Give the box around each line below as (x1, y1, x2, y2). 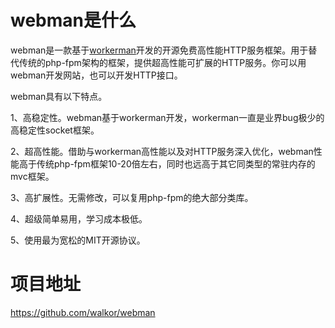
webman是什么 (10, 9, 137, 32)
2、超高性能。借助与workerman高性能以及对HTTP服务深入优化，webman (10, 145, 314, 157)
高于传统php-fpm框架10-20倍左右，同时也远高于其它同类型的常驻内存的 (18, 157, 316, 170)
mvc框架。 (10, 170, 55, 182)
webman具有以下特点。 (10, 90, 108, 102)
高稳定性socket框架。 (10, 124, 100, 136)
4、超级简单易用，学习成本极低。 (10, 212, 148, 225)
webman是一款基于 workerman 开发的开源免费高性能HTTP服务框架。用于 (10, 44, 309, 56)
